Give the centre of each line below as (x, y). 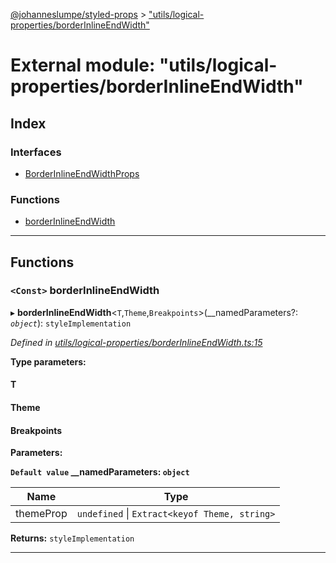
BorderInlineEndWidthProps (82, 173)
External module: (83, 65)
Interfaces (36, 152)
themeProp (41, 514)
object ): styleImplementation (71, 323)
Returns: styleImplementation (72, 538)
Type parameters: (48, 361)
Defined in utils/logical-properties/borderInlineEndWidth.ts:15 (136, 342)
